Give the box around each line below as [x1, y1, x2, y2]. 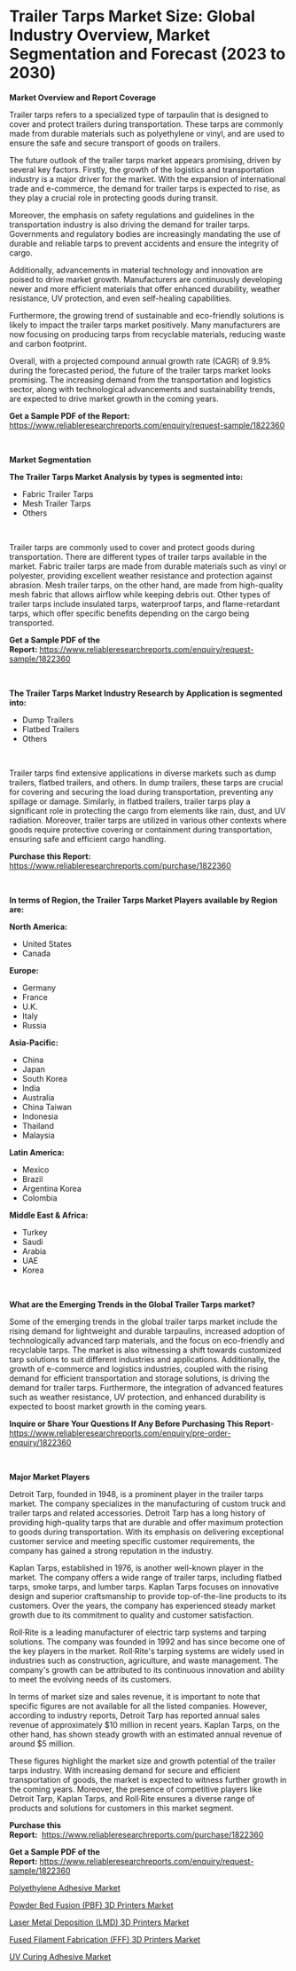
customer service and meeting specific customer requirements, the [9, 1535, 255, 1546]
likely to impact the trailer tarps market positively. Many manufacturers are [9, 319, 281, 330]
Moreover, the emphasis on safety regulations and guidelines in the [9, 209, 255, 220]
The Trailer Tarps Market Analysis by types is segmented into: [9, 471, 244, 482]
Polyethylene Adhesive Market [9, 1882, 121, 1893]
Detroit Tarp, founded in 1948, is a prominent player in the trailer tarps [9, 1488, 264, 1499]
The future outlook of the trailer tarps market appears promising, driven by [9, 154, 282, 165]
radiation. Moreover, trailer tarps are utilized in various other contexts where [9, 815, 287, 825]
